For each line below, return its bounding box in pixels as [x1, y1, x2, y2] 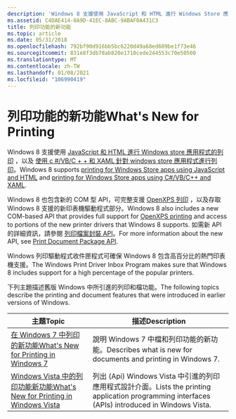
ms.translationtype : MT [7, 56, 77, 63]
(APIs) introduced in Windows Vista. [92, 400, 212, 410]
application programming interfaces [92, 392, 211, 401]
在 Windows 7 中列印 [11, 330, 81, 340]
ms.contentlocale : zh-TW [7, 63, 80, 70]
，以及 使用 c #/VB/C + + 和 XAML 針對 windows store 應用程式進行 [15, 156, 211, 165]
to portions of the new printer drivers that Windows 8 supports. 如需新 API [7, 220, 223, 229]
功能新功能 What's [18, 382, 77, 392]
